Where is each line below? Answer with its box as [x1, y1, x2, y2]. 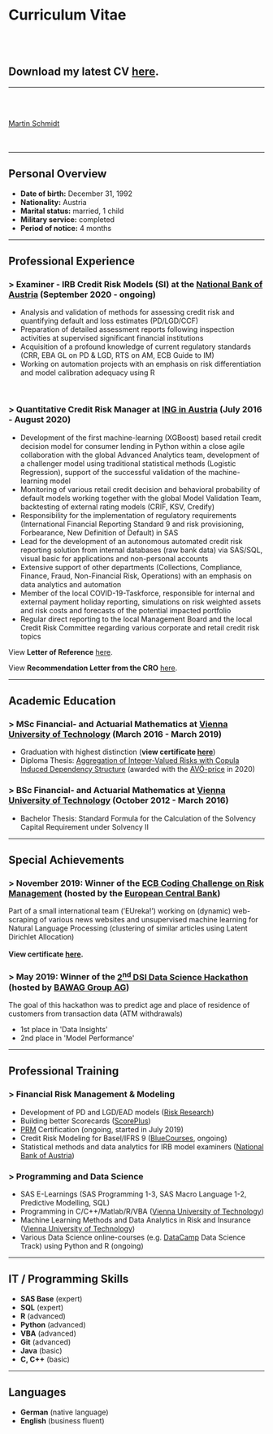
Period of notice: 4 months [19, 223, 112, 233]
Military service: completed [19, 214, 115, 224]
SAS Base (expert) [19, 1293, 83, 1303]
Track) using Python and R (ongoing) [19, 1240, 144, 1250]
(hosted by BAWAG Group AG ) [8, 982, 130, 993]
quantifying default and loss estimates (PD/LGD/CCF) [19, 316, 199, 326]
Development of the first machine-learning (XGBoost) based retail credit [19, 433, 262, 442]
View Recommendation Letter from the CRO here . [8, 663, 178, 673]
